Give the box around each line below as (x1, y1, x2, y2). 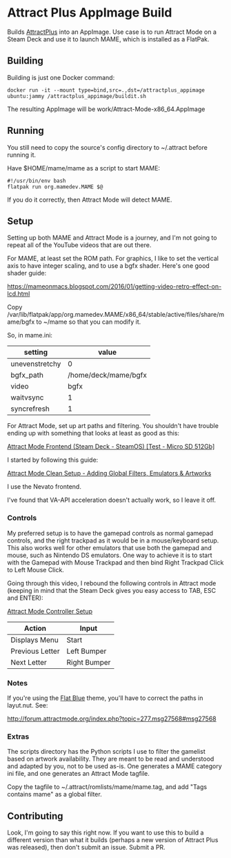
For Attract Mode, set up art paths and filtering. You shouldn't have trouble (7, 422, 219, 430)
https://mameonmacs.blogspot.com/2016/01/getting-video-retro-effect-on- (7, 282, 222, 291)
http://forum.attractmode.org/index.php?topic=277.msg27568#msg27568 (7, 714, 217, 723)
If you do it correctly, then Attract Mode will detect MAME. (7, 195, 172, 204)
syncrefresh (10, 404, 50, 413)
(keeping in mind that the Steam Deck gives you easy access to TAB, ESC (7, 586, 216, 594)
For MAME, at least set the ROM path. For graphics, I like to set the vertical (7, 254, 219, 263)
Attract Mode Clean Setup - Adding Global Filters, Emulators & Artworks (7, 469, 212, 478)
